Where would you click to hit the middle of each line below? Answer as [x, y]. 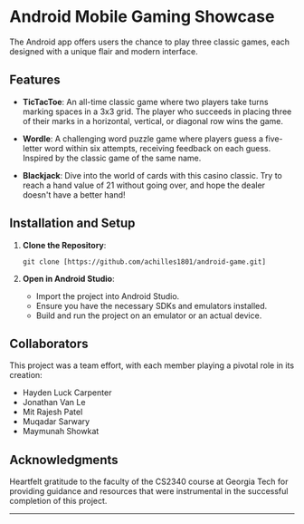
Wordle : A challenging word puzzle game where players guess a [143, 139]
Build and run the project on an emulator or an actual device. [149, 315]
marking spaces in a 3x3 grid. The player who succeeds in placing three [157, 112]
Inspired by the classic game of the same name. [112, 158]
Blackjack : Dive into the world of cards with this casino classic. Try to [152, 175]
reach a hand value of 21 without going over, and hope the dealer [143, 185]
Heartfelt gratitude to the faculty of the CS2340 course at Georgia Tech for [149, 481]
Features [35, 80]
